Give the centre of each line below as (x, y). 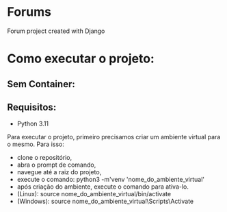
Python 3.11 (33, 123)
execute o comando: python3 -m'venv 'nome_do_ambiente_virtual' (111, 180)
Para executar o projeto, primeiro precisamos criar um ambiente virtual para (114, 137)
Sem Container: (41, 84)
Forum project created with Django (56, 31)
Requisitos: (32, 107)
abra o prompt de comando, (56, 165)
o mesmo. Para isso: (36, 144)
